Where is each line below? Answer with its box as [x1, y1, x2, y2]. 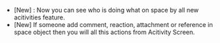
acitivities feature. [13, 13, 65, 21]
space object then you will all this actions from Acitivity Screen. [13, 28, 196, 36]
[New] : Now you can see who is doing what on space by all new [13, 6, 199, 14]
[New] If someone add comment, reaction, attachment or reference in [13, 21, 213, 28]
